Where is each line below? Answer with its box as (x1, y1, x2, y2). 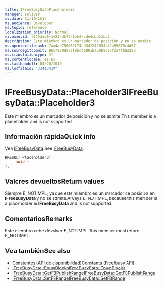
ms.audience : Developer (5, 20, 54, 26)
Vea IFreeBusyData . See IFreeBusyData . (5, 145, 84, 151)
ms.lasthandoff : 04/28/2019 (5, 61, 62, 66)
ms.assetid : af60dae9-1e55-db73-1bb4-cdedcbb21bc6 (5, 35, 110, 39)
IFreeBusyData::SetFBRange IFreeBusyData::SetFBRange (12, 275, 126, 281)
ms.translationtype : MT (5, 52, 54, 57)
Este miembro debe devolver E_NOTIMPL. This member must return (5, 228, 140, 233)
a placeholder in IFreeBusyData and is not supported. (5, 200, 113, 207)
